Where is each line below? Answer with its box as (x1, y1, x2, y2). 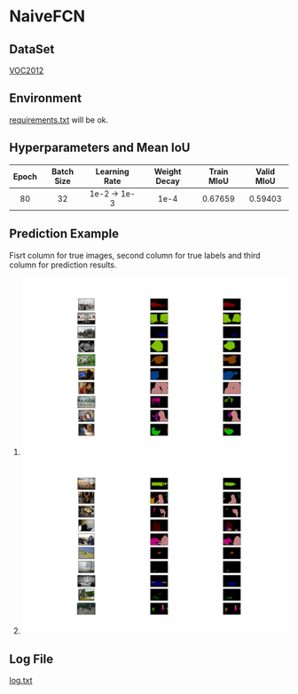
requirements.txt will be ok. (9, 114, 109, 125)
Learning (95, 166, 130, 177)
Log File (9, 651, 54, 666)
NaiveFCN (9, 6, 86, 27)
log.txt (9, 675, 33, 686)
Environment (9, 91, 82, 106)
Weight (153, 166, 182, 177)
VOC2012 (9, 65, 44, 76)
